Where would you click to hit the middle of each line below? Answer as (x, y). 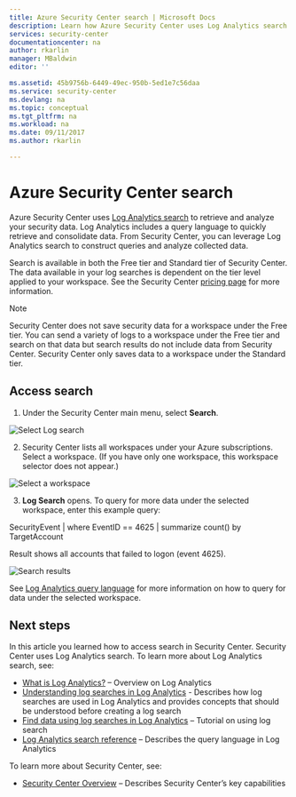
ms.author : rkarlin (45, 141)
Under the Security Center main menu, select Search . (120, 412)
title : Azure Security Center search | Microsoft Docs (113, 17)
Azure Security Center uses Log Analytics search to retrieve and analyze (142, 217)
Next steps (40, 626)
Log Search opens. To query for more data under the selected (136, 500)
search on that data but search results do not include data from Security (141, 344)
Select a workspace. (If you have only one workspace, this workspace (150, 456)
